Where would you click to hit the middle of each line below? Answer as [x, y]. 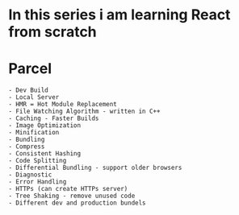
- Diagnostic [30, 175]
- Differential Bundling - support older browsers [95, 168]
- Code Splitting [38, 161]
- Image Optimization [45, 126]
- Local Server [34, 97]
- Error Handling [38, 182]
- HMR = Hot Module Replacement [63, 105]
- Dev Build [28, 90]
